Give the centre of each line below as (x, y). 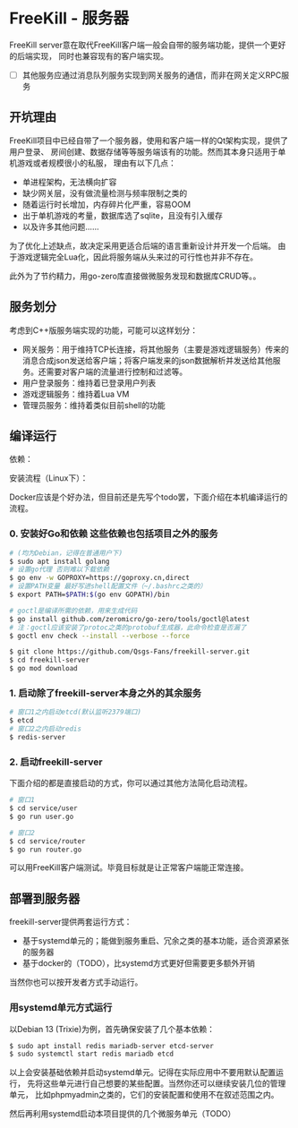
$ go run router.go (46, 850)
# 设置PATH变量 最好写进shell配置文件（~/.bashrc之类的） (108, 586)
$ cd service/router (48, 841)
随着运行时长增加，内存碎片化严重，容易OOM (106, 204)
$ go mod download (43, 669)
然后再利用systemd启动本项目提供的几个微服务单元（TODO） (123, 1114)
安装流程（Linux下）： (49, 478)
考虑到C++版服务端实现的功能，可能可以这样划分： (104, 330)
